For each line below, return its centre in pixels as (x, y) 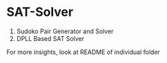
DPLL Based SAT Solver (50, 38)
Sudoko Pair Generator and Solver (65, 31)
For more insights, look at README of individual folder (83, 52)
